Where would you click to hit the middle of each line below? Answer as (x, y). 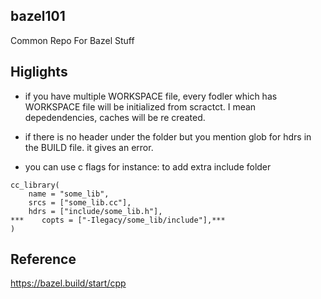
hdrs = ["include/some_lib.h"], (95, 211)
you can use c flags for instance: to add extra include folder (148, 166)
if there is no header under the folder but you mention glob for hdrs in (168, 136)
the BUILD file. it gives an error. (89, 147)
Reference (43, 259)
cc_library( (35, 185)
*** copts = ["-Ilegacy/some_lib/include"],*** (118, 220)
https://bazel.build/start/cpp (68, 283)
